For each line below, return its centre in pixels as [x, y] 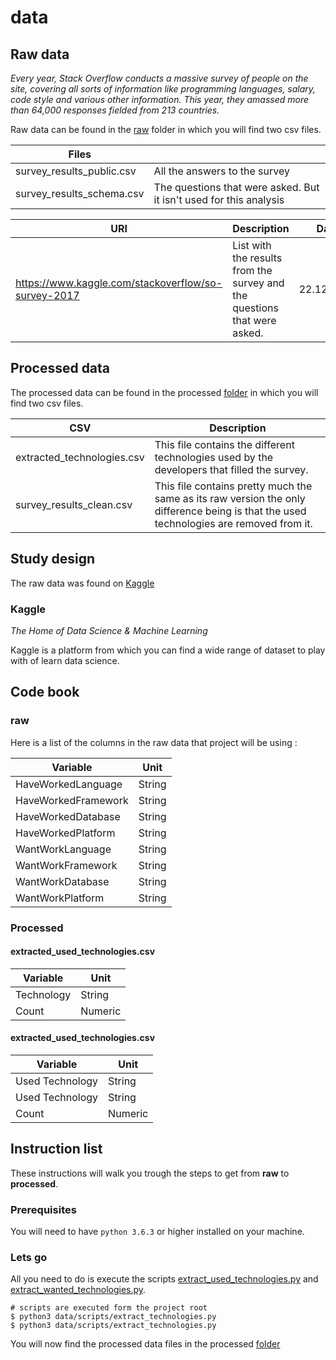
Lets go [29, 1257]
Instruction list [56, 1149]
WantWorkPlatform [60, 898]
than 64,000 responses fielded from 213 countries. [115, 110]
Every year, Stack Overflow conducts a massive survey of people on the [159, 78]
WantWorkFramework [66, 865]
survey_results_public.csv [76, 171]
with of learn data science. [65, 660]
